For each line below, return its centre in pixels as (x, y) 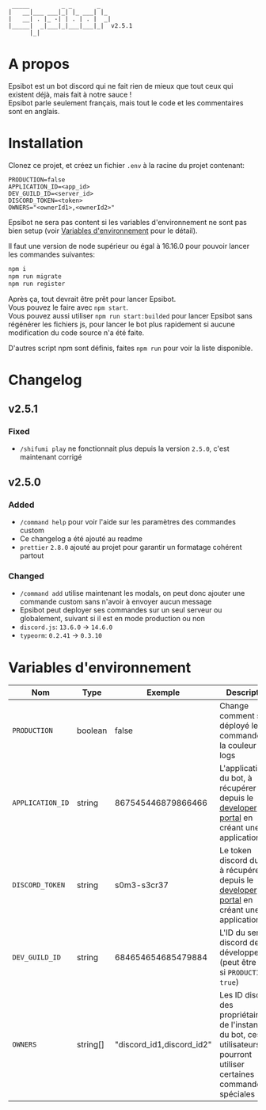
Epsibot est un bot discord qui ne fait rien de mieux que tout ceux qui (121, 86)
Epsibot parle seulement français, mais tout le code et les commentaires (126, 103)
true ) (229, 982)
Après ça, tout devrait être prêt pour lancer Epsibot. (92, 299)
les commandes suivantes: (52, 254)
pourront (236, 1055)
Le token (235, 851)
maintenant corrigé (51, 457)
